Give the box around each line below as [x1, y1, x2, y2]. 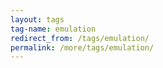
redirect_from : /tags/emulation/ [10, 33, 150, 43]
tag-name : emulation [10, 24, 97, 34]
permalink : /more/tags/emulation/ [10, 42, 155, 53]
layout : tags [10, 14, 65, 25]
